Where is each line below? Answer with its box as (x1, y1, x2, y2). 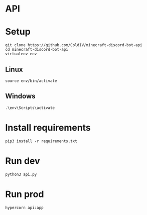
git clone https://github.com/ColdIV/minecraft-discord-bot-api (5, 43, 142, 48)
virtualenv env (5, 51, 37, 57)
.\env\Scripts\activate (5, 105, 55, 111)
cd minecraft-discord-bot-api (5, 47, 69, 52)
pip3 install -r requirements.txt (5, 139, 78, 144)
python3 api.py (5, 172, 37, 177)
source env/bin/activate (5, 78, 57, 83)
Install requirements (5, 122, 91, 133)
